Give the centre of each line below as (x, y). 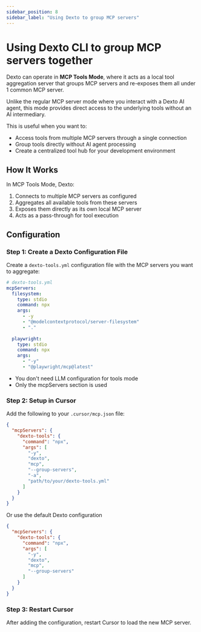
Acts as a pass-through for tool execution (67, 216)
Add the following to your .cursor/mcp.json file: (66, 414)
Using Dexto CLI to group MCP (84, 48)
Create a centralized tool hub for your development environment (95, 151)
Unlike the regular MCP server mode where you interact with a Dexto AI (95, 102)
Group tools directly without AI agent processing (75, 144)
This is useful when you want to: (47, 126)
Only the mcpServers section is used (61, 384)
